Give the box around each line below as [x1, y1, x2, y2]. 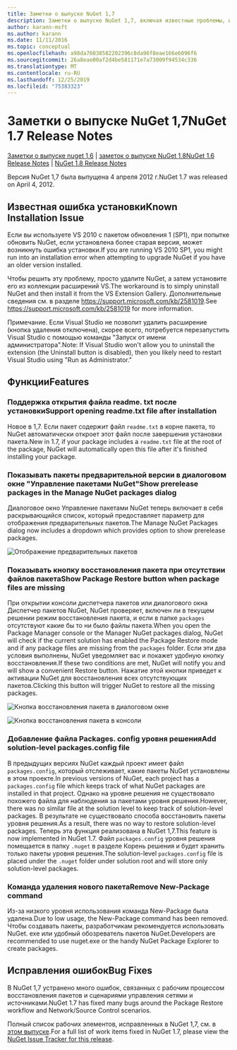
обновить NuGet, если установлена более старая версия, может [7, 238, 203, 246]
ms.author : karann [7, 30, 61, 37]
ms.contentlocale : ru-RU [7, 69, 80, 76]
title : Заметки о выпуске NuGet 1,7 [7, 10, 115, 18]
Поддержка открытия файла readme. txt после [7, 397, 178, 407]
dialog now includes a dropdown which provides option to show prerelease [7, 526, 226, 535]
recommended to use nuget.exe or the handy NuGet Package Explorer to [7, 936, 219, 945]
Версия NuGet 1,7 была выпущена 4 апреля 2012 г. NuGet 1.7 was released [7, 173, 228, 181]
